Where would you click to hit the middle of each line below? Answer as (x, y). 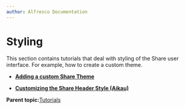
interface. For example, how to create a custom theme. (75, 64)
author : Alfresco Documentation (47, 12)
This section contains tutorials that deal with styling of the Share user (92, 58)
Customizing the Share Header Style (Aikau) (72, 88)
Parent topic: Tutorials (34, 99)
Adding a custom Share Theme (55, 76)
